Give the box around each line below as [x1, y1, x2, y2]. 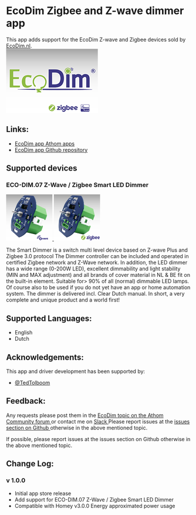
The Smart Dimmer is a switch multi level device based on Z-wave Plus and [6, 246, 188, 253]
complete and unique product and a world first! [6, 296, 120, 303]
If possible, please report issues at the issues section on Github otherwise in [6, 435, 191, 442]
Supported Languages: [6, 313, 92, 323]
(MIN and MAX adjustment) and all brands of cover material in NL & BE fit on [6, 272, 191, 279]
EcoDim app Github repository [14, 146, 88, 153]
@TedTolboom [14, 380, 50, 387]
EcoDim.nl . [6, 42, 32, 49]
